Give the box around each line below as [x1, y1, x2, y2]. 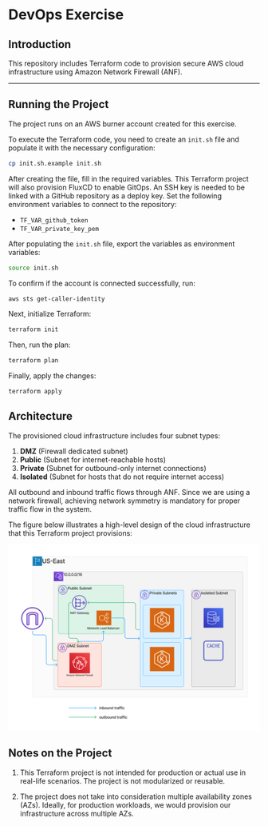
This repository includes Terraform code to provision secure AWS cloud [8, 58, 244, 68]
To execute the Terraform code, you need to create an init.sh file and [8, 134, 239, 144]
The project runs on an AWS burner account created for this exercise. [8, 118, 237, 129]
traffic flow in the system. [8, 504, 93, 513]
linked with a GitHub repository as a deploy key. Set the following [8, 190, 222, 201]
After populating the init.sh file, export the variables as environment [8, 238, 235, 249]
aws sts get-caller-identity [8, 294, 105, 303]
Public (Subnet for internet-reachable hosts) [19, 454, 166, 465]
